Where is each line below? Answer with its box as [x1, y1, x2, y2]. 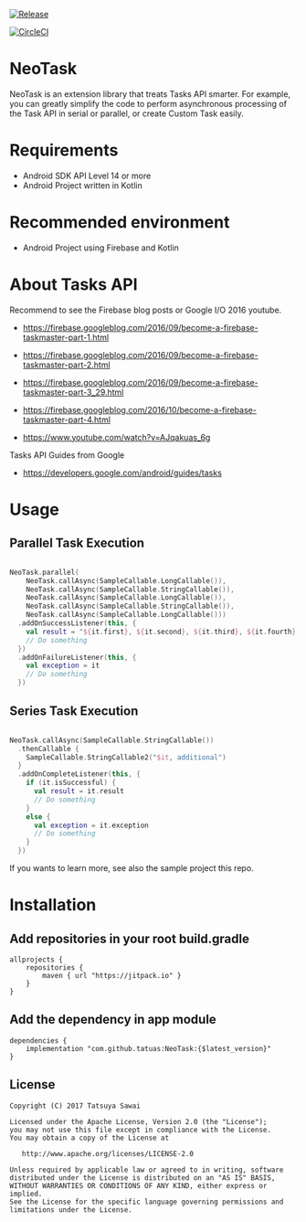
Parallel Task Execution [9, 536, 144, 551]
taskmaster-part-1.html [22, 332, 110, 343]
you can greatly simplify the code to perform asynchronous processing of [9, 98, 288, 109]
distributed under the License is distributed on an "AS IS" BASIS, [9, 1173, 276, 1183]
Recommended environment [9, 212, 230, 233]
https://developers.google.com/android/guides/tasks [22, 467, 222, 478]
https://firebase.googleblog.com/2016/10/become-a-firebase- [22, 404, 258, 415]
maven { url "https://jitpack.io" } [42, 972, 182, 981]
